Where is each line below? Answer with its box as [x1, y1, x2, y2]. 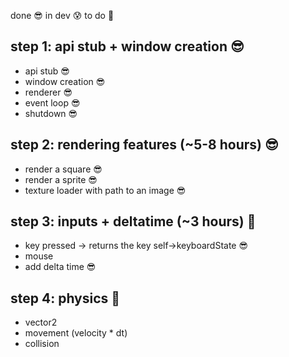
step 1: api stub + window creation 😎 [10, 38, 245, 55]
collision [24, 338, 60, 350]
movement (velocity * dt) [24, 327, 128, 339]
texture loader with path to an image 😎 [24, 184, 187, 196]
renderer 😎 [24, 86, 73, 98]
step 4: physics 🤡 [10, 290, 121, 307]
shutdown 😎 [24, 107, 78, 119]
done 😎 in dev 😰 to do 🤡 [10, 10, 115, 21]
